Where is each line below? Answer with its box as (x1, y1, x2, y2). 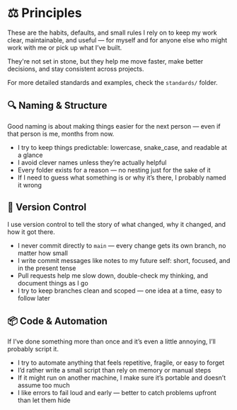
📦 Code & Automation (7, 315, 108, 327)
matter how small (17, 249, 69, 257)
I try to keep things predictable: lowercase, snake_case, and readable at (17, 143, 228, 151)
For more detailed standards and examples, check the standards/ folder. (7, 78, 218, 86)
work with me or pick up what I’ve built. (7, 43, 122, 52)
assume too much (17, 381, 71, 389)
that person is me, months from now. (7, 129, 115, 138)
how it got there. (7, 228, 55, 236)
